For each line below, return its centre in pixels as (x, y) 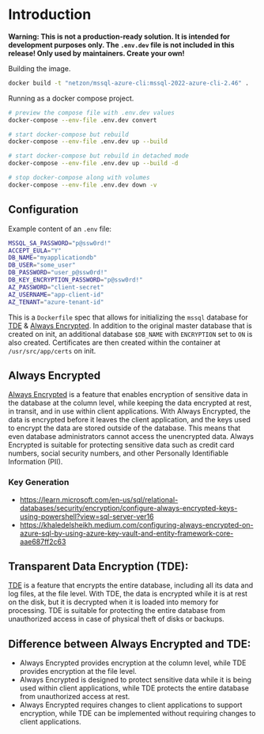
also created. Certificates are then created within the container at (115, 342)
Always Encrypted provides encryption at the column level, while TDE (133, 663)
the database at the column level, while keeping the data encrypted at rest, (130, 403)
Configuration (43, 210)
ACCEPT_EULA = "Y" (35, 251)
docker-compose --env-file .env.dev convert (83, 120)
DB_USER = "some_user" (42, 265)
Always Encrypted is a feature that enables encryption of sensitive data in (128, 395)
